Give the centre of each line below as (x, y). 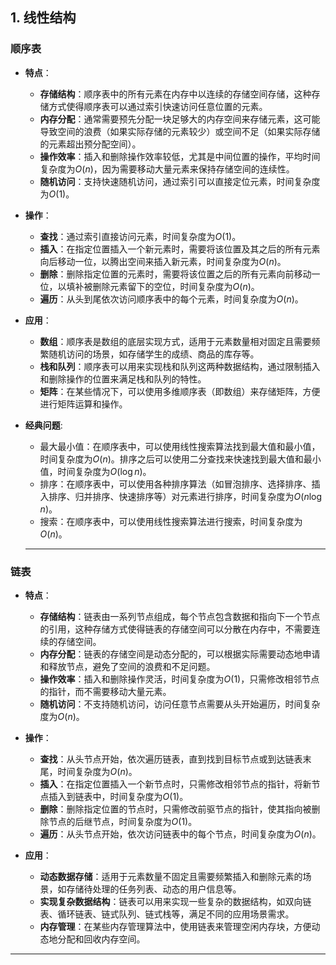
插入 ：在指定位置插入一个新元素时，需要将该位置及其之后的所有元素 (180, 249)
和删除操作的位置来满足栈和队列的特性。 (123, 379)
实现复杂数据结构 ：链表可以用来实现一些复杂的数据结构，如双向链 (175, 901)
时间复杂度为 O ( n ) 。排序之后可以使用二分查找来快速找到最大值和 (171, 459)
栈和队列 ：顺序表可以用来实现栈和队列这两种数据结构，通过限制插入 (180, 366)
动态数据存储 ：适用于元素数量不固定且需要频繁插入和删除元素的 (171, 876)
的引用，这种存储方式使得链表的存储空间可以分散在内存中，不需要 (175, 629)
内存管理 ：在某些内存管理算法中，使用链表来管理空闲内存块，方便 (175, 926)
